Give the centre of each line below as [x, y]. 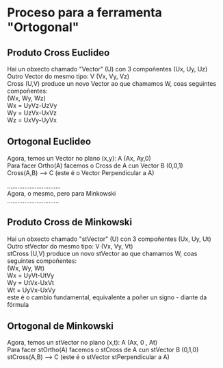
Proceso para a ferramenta [85, 13]
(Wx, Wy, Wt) [26, 268]
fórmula [18, 304]
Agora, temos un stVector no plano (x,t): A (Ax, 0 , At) [82, 343]
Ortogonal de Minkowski [61, 326]
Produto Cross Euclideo [58, 53]
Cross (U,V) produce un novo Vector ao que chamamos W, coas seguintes [112, 83]
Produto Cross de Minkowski [69, 222]
